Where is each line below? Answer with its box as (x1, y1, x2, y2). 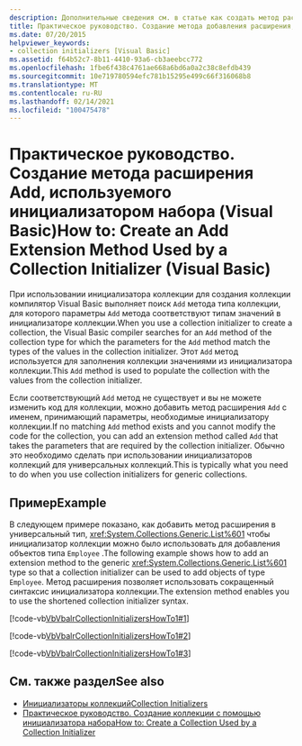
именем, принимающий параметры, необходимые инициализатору (9, 412, 270, 423)
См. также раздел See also (9, 674, 164, 689)
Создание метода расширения (9, 163, 254, 184)
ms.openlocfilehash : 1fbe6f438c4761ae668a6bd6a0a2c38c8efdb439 (9, 64, 252, 73)
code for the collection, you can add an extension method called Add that (9, 431, 279, 441)
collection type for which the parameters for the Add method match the (9, 337, 271, 348)
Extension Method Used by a (9, 240, 228, 260)
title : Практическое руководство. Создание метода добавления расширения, (9, 22, 296, 31)
